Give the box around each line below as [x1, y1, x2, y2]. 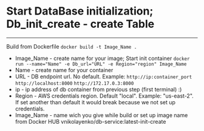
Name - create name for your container [15, 66, 114, 73]
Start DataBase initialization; [6, 4, 154, 18]
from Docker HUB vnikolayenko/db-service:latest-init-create [15, 118, 166, 125]
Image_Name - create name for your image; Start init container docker [15, 55, 190, 62]
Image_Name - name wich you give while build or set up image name [15, 111, 188, 119]
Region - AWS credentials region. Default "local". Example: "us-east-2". [15, 92, 194, 99]
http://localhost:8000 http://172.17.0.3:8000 [15, 80, 134, 86]
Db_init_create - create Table [6, 17, 155, 31]
